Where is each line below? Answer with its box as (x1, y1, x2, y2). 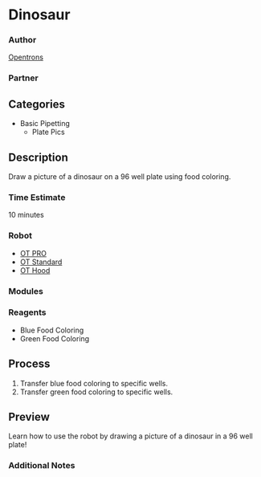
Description (8, 150, 68, 164)
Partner (8, 72, 39, 84)
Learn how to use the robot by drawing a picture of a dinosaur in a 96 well (8, 431, 253, 441)
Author (8, 35, 37, 46)
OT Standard (19, 257, 63, 267)
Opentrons (8, 52, 44, 62)
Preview (8, 410, 51, 424)
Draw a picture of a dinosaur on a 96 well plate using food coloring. (8, 172, 231, 181)
